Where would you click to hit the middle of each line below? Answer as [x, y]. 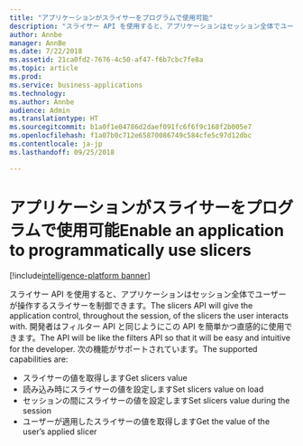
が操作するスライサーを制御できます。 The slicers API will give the [131, 305]
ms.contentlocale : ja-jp [56, 144]
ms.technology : [38, 93]
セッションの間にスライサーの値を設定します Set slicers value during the [156, 400]
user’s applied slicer [60, 432]
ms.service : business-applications [76, 85]
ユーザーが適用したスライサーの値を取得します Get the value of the [146, 421]
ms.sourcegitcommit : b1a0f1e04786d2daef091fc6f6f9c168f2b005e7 [131, 128]
